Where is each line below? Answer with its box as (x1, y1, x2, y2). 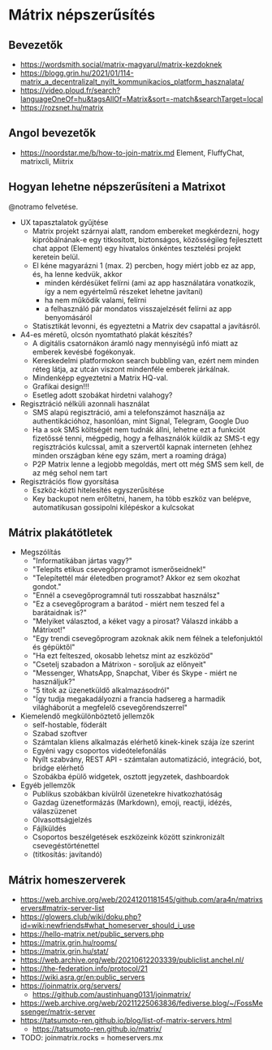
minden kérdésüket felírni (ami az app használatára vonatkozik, (44, 278, 256, 288)
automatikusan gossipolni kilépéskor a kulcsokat (32, 502, 195, 512)
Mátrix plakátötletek (8, 526, 113, 540)
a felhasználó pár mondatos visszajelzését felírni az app (44, 303, 232, 314)
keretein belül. (32, 252, 80, 262)
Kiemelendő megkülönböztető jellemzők (19, 711, 155, 721)
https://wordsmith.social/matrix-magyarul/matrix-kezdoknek (19, 59, 222, 69)
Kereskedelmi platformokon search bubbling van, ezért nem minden (32, 355, 260, 365)
